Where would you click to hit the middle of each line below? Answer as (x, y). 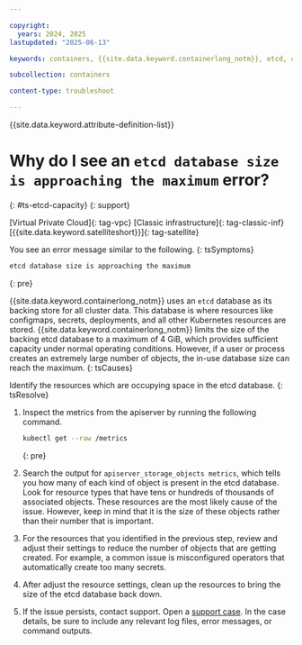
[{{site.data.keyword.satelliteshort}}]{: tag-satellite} (104, 232)
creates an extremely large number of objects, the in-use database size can (150, 358)
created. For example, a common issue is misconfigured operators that (153, 557)
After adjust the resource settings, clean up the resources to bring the (151, 584)
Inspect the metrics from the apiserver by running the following (139, 412)
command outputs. (57, 631)
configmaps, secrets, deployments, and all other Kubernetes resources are (148, 320)
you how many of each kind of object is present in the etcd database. (151, 482)
